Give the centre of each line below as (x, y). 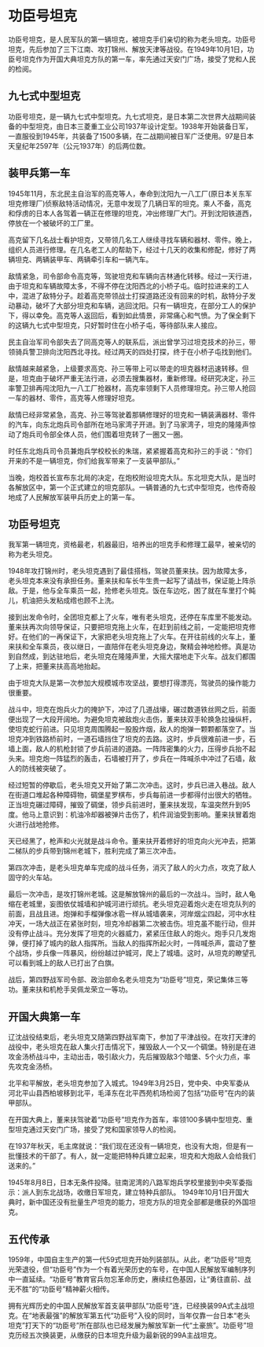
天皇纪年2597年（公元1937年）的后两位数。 (79, 145)
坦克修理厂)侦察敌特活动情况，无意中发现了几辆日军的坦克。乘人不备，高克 (130, 203)
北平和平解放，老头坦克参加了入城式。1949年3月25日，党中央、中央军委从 (129, 1083)
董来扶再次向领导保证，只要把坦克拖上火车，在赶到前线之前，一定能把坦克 (128, 627)
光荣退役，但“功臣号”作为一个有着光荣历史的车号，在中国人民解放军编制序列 (132, 1269)
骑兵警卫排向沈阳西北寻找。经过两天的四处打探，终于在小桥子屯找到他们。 (135, 351)
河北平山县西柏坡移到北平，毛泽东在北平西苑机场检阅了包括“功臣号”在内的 (128, 1093)
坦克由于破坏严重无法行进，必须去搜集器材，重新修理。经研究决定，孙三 (139, 378)
